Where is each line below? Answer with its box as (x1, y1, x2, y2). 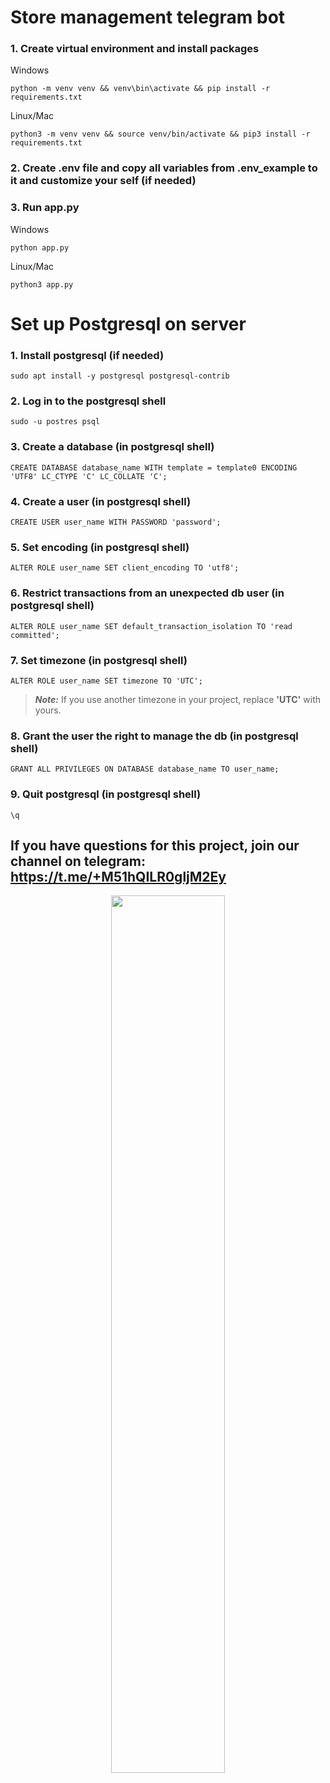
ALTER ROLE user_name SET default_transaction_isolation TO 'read (10, 621, 293, 631)
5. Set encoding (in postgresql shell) (10, 541, 190, 554)
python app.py (10, 242, 70, 253)
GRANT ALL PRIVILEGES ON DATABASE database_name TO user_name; (10, 764, 280, 775)
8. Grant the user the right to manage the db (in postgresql (10, 729, 299, 743)
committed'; (10, 630, 60, 640)
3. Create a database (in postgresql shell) (10, 440, 215, 454)
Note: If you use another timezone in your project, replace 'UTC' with (34, 693, 321, 705)
